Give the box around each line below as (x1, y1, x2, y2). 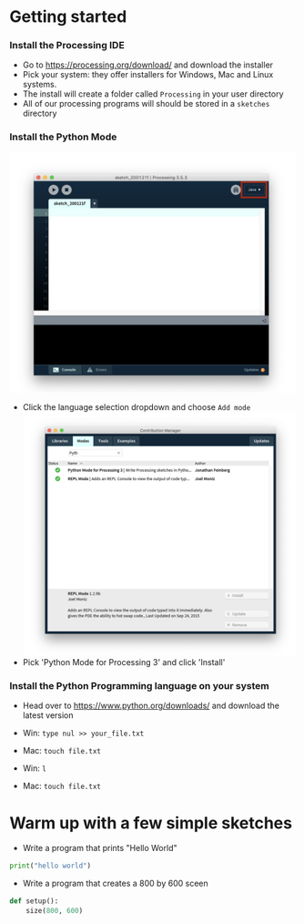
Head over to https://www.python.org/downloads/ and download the (22, 700, 280, 712)
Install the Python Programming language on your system (9, 680, 270, 693)
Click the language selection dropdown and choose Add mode (22, 401, 251, 412)
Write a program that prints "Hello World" (22, 843, 177, 854)
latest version (22, 710, 75, 721)
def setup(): (9, 897, 59, 906)
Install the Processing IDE (9, 39, 125, 52)
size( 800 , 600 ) (25, 907, 84, 916)
